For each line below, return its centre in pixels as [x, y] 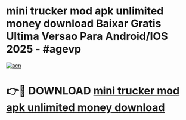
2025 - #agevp [44, 49]
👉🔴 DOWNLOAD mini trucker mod [93, 91]
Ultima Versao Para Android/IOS [87, 36]
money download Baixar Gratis [84, 24]
